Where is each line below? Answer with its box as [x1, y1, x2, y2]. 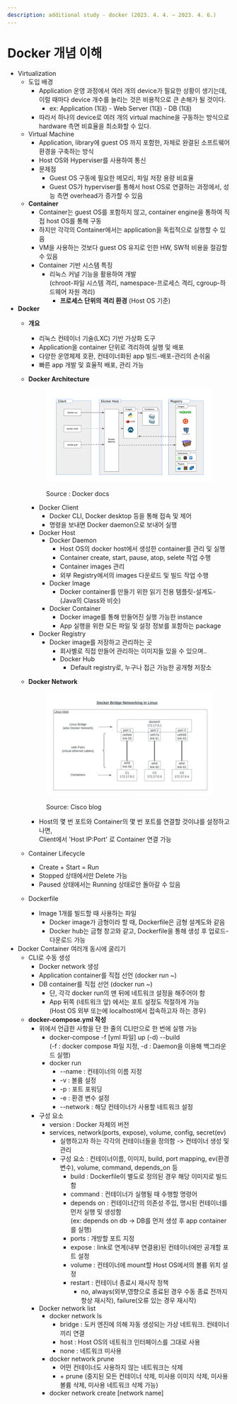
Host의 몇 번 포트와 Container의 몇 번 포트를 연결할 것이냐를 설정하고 [38, 817, 230, 826]
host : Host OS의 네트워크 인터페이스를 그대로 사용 [59, 1337, 200, 1346]
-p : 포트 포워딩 [59, 1084, 103, 1093]
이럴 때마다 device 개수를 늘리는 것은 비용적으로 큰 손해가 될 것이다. [38, 95, 226, 103]
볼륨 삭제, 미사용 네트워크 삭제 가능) [59, 1381, 159, 1389]
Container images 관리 [59, 562, 125, 571]
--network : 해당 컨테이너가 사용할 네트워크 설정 [59, 1102, 193, 1111]
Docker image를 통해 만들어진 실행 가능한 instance [59, 613, 203, 622]
